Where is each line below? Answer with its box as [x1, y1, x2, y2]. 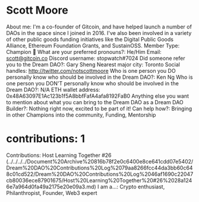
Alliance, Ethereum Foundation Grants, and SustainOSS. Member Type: [6, 42, 180, 49]
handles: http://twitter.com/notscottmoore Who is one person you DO [6, 67, 176, 74]
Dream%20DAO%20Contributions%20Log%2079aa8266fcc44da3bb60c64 [6, 164, 193, 171]
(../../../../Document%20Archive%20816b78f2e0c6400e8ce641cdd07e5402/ [6, 158, 194, 165]
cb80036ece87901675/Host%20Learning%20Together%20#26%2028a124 [6, 177, 192, 184]
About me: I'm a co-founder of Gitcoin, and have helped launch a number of [6, 23, 192, 30]
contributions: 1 [6, 132, 85, 146]
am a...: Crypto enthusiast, [100, 183, 165, 190]
